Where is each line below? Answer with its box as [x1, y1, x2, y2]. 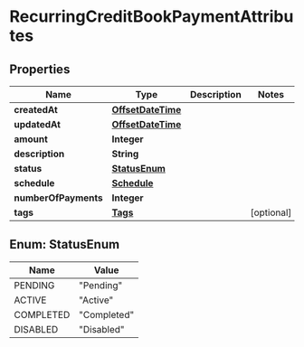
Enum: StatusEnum [9, 237, 120, 252]
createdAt [14, 104, 59, 116]
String [111, 147, 139, 160]
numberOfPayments [14, 192, 103, 204]
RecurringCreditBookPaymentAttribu [9, 6, 294, 27]
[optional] [250, 206, 292, 219]
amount [14, 133, 48, 145]
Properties [9, 61, 71, 77]
